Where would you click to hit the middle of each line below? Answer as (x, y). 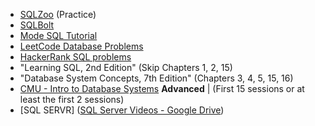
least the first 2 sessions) (72, 99)
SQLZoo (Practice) (58, 14)
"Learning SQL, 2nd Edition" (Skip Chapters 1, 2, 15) (126, 67)
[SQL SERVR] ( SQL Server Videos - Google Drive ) (122, 110)
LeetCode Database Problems (81, 46)
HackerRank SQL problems (75, 57)
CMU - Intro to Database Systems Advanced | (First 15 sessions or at (162, 88)
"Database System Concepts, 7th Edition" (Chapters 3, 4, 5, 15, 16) (156, 78)
